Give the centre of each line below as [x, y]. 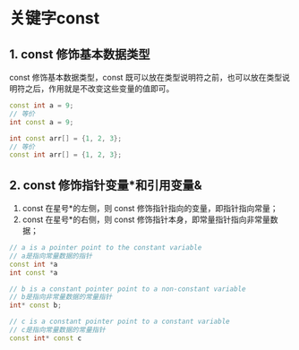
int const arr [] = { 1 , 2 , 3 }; [66, 138]
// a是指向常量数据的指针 [51, 256]
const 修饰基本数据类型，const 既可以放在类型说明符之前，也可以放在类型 [146, 77]
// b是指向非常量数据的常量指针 [61, 297]
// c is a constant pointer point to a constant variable [120, 322]
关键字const [55, 18]
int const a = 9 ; [42, 122]
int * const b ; [36, 305]
